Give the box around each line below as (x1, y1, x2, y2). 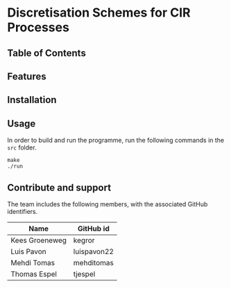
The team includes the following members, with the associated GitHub (7, 199, 208, 208)
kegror (73, 235, 95, 245)
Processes (7, 19, 69, 35)
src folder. (7, 143, 37, 152)
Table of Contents (7, 47, 87, 59)
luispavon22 (73, 246, 114, 256)
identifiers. (7, 207, 38, 215)
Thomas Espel (10, 269, 58, 278)
